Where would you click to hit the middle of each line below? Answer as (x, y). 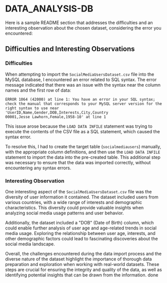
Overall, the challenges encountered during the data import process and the (83, 253)
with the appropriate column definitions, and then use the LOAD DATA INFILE (83, 152)
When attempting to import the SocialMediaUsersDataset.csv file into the (80, 74)
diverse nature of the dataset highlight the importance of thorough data (78, 259)
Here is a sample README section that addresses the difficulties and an (79, 23)
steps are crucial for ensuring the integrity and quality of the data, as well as (84, 269)
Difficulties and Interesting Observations (70, 49)
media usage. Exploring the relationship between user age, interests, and (80, 233)
